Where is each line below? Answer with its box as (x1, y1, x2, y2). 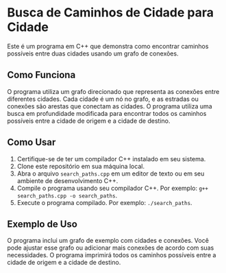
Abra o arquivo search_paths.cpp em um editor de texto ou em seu (16, 169, 205, 178)
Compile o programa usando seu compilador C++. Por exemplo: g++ (16, 184, 209, 192)
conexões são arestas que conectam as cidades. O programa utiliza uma (7, 102, 212, 110)
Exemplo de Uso (7, 218, 77, 230)
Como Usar (7, 136, 56, 148)
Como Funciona (7, 69, 76, 81)
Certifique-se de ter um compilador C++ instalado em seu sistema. (16, 154, 206, 163)
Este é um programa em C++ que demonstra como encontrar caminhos (7, 42, 209, 50)
